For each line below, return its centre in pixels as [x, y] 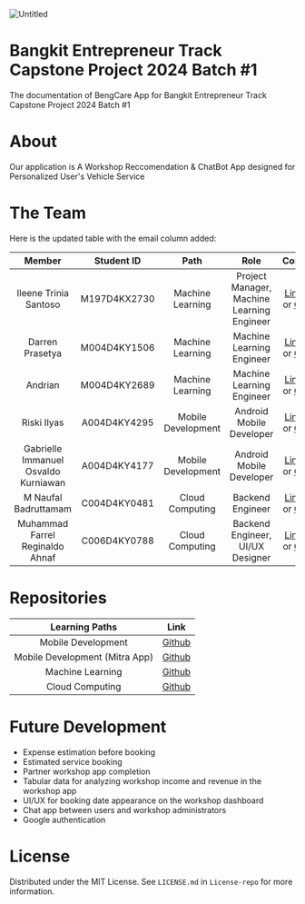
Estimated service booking [72, 761]
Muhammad [43, 523]
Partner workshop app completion [87, 771]
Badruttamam [43, 509]
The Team [48, 213]
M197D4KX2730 [118, 298]
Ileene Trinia [43, 293]
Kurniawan [43, 482]
